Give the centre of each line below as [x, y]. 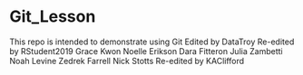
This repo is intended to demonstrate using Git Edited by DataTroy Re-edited [152, 42]
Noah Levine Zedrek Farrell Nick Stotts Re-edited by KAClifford [127, 61]
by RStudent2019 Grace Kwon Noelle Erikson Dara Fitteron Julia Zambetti [146, 51]
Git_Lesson [53, 17]
